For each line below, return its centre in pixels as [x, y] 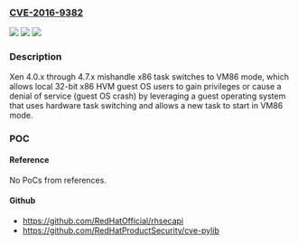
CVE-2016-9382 [47, 13]
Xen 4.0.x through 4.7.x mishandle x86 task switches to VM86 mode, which [149, 76]
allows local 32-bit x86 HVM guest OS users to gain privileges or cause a [145, 86]
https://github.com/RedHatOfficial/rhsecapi [103, 221]
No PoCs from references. [58, 180]
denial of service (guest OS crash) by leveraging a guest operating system [148, 96]
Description [36, 57]
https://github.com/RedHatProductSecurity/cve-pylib [121, 230]
